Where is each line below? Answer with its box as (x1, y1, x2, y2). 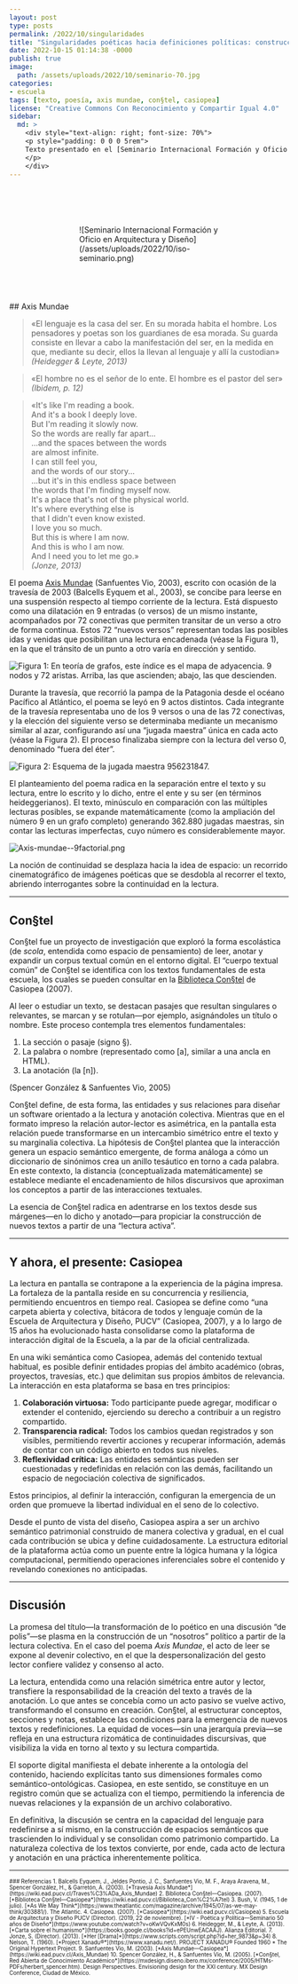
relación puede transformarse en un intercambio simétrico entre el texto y (9, 1128, 279, 1139)
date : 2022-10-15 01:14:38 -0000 (9, 46, 133, 55)
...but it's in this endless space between (30, 476, 176, 486)
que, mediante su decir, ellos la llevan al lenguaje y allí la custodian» (30, 347, 280, 358)
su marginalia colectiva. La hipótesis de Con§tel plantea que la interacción (9, 1137, 280, 1148)
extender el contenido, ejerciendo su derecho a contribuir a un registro (21, 1407, 281, 1417)
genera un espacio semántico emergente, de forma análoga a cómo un (9, 1147, 269, 1158)
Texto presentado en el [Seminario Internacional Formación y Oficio (25, 145, 288, 154)
